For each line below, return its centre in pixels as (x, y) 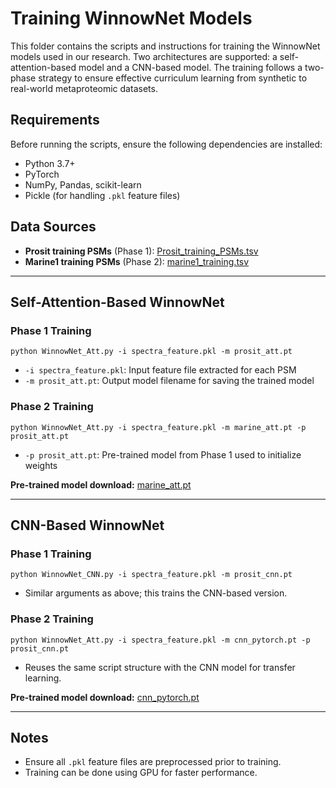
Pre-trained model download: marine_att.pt (101, 484)
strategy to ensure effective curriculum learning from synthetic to (173, 78)
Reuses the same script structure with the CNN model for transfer (160, 667)
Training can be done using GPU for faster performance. (141, 773)
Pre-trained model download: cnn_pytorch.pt (105, 697)
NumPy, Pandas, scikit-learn (83, 184)
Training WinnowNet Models (131, 18)
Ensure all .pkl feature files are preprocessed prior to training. (153, 762)
